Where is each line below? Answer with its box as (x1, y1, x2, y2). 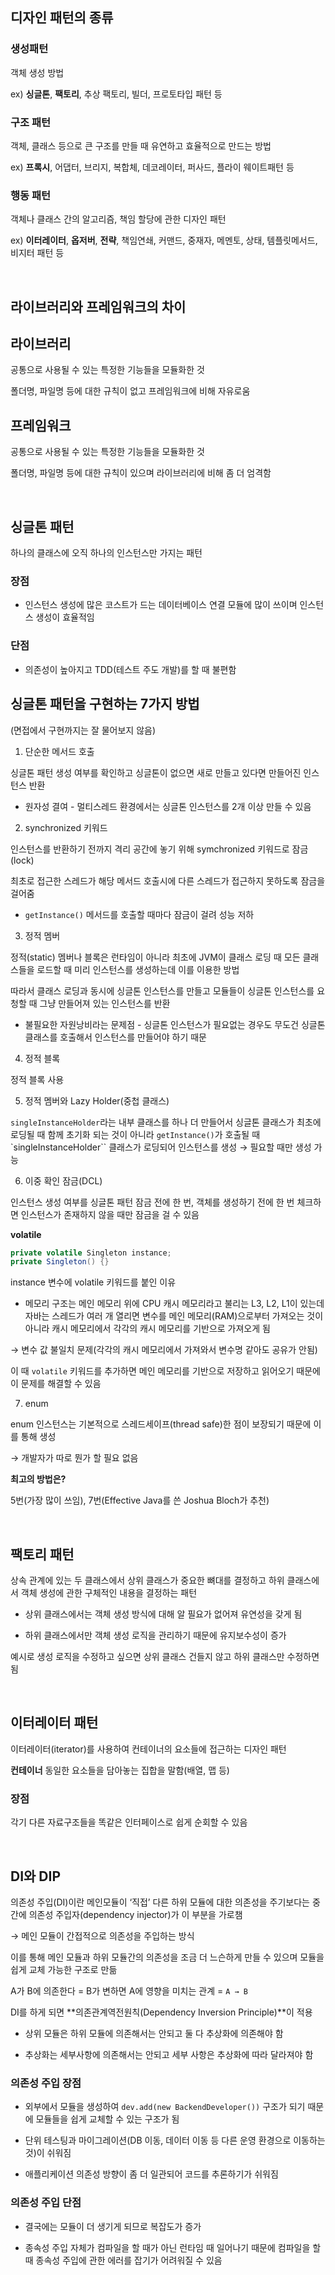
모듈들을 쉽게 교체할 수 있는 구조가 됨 (35, 2113, 180, 2125)
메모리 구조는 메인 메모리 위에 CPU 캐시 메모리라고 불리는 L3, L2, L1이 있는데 (24, 1298, 325, 1310)
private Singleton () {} (10, 1257, 110, 1267)
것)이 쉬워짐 (24, 2147, 72, 2159)
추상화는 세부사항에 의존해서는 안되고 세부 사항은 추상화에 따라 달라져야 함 (24, 2049, 314, 2060)
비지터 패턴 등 (10, 247, 65, 259)
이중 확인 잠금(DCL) (24, 1174, 103, 1187)
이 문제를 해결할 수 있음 (10, 1378, 102, 1390)
